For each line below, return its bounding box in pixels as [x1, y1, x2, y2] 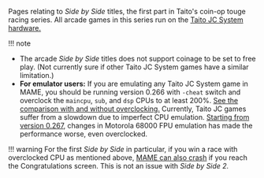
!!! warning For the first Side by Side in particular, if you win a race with [8, 145, 238, 154]
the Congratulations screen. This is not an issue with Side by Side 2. [8, 161, 229, 170]
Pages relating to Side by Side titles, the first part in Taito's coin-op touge [8, 7, 246, 16]
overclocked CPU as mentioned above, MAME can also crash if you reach [8, 153, 248, 162]
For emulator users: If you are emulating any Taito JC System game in [19, 79, 248, 88]
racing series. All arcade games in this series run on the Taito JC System [8, 15, 244, 24]
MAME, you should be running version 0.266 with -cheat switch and [19, 87, 241, 97]
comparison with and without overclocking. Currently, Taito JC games [19, 104, 247, 113]
